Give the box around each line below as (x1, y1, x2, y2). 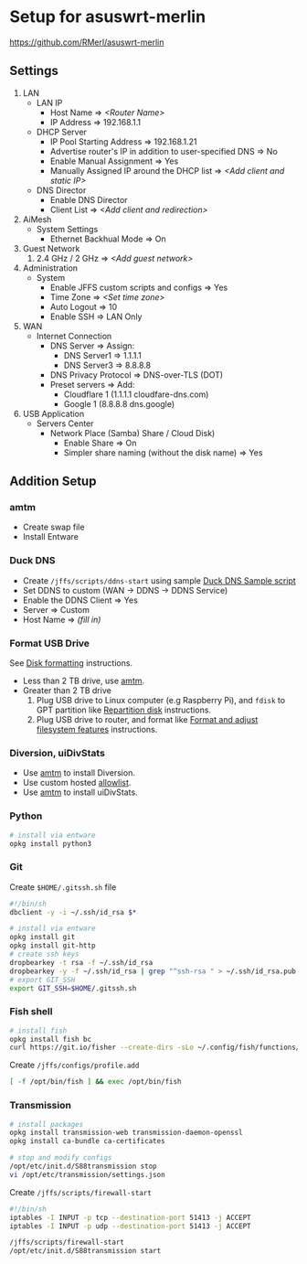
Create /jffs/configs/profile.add (9, 1059, 140, 1071)
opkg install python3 (9, 839, 92, 848)
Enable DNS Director (49, 194, 128, 205)
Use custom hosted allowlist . (22, 777, 132, 788)
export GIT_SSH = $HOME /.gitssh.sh (9, 983, 137, 993)
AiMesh (22, 213, 52, 225)
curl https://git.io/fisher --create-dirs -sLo (9, 1043, 195, 1053)
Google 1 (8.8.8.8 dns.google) (63, 398, 175, 409)
